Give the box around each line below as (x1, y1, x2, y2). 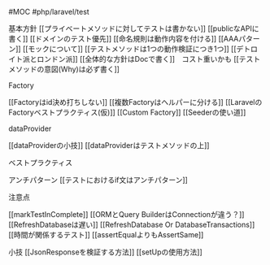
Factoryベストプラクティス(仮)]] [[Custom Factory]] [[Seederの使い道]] (8, 107, 246, 117)
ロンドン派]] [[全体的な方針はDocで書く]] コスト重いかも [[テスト (36, 54, 261, 63)
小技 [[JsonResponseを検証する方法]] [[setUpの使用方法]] (8, 247, 203, 257)
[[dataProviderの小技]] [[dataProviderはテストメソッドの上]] (8, 141, 210, 150)
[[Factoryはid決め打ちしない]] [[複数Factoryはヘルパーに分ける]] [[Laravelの (8, 98, 263, 106)
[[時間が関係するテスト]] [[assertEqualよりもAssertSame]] (8, 230, 204, 239)
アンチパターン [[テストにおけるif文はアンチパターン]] (8, 175, 189, 185)
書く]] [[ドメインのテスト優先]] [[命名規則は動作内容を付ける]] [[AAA (8, 34, 239, 43)
